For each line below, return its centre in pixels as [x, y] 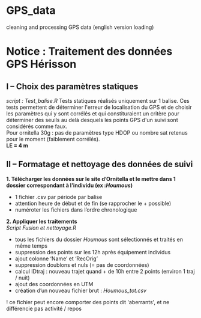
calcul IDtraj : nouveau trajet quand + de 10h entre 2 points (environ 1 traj [105, 271]
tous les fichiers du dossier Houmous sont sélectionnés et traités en [99, 239]
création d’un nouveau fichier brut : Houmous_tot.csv [81, 290]
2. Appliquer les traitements [42, 221]
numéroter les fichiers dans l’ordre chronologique [76, 209]
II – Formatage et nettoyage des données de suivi [100, 164]
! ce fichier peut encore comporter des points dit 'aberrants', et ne [88, 302]
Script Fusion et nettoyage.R [41, 228]
